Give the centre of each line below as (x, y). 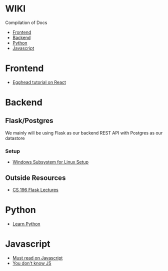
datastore (15, 138)
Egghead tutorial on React (39, 82)
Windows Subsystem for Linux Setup (50, 162)
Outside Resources (35, 178)
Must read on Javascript (37, 257)
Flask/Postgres (29, 121)
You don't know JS (32, 263)
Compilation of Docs (26, 22)
